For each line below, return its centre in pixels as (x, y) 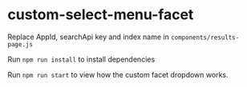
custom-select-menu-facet (101, 15)
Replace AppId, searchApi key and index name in (88, 37)
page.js (20, 44)
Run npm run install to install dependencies (81, 59)
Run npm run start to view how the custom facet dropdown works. (118, 74)
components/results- (205, 38)
